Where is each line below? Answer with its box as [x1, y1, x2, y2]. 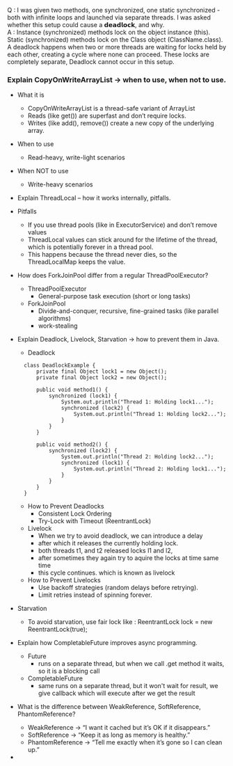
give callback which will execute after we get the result [38, 689, 196, 698]
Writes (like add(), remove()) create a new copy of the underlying [27, 119, 214, 127]
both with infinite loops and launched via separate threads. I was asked [7, 13, 211, 22]
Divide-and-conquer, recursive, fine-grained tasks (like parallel [38, 307, 219, 315]
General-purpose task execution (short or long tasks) [38, 292, 191, 301]
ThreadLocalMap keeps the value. [27, 257, 126, 266]
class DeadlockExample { [24, 362, 96, 369]
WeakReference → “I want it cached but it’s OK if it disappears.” [27, 724, 211, 732]
